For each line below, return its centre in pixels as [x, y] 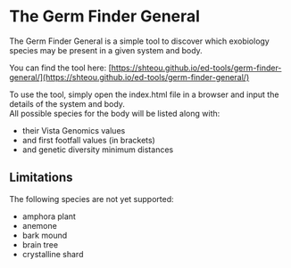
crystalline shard [53, 254]
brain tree [40, 244]
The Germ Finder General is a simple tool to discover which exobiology [139, 41]
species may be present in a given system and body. [106, 50]
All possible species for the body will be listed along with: [115, 113]
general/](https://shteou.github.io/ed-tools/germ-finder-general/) [129, 77]
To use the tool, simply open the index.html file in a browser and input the [144, 94]
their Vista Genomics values [74, 130]
